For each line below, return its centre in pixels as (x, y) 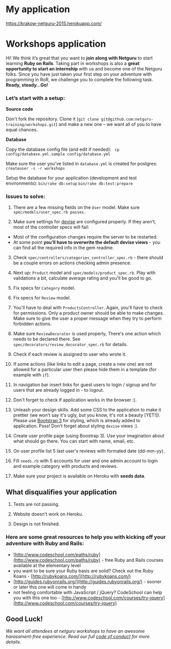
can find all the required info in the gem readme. (63, 248)
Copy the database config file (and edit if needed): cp (63, 149)
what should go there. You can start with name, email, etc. (74, 441)
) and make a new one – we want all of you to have (109, 124)
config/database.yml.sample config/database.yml (58, 154)
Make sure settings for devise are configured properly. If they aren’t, (84, 222)
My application (38, 9)
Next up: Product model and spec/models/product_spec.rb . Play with (84, 273)
